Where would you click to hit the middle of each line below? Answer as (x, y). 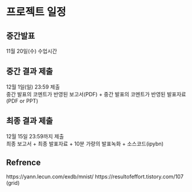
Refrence (23, 163)
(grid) (13, 183)
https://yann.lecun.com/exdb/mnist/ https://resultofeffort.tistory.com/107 (95, 177)
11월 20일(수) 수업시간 (32, 51)
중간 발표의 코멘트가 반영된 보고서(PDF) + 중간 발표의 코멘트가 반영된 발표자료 (96, 94)
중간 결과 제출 (30, 71)
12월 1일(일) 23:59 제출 (33, 87)
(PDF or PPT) (22, 100)
